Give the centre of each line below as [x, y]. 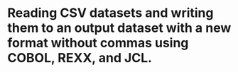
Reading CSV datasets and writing [110, 13]
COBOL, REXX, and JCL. [80, 58]
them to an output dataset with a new [119, 28]
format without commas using [98, 43]
